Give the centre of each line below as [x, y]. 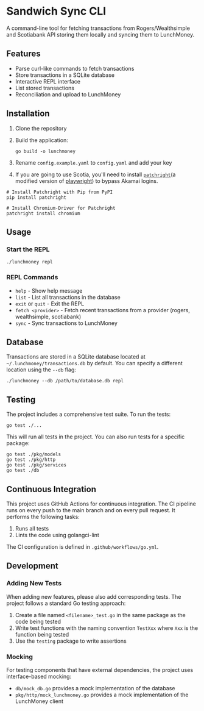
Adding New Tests [34, 584]
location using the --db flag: [41, 370]
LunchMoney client [39, 701]
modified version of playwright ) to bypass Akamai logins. [86, 180]
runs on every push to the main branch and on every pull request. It [91, 510]
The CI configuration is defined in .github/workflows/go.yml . [83, 546]
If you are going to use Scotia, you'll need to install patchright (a [95, 174]
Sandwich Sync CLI [56, 11]
